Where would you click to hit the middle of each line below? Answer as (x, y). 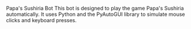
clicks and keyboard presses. (42, 20)
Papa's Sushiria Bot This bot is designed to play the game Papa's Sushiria (95, 8)
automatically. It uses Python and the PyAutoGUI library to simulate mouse (96, 14)
